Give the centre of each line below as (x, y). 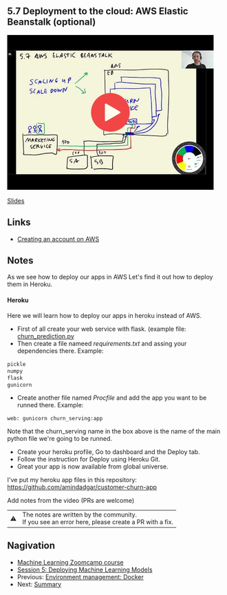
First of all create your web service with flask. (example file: (102, 329)
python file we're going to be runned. (60, 438)
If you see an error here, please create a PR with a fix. (98, 522)
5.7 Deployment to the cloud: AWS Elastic (98, 11)
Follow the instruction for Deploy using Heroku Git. (88, 459)
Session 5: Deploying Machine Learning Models (85, 570)
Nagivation (31, 546)
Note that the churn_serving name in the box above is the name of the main (114, 431)
